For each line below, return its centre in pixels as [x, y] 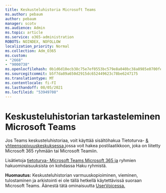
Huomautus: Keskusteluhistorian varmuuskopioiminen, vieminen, [72, 175]
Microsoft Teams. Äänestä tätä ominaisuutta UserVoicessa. [65, 186]
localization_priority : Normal [37, 46]
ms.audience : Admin [25, 28]
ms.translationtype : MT [30, 78]
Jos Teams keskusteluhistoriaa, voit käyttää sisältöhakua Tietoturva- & [77, 140]
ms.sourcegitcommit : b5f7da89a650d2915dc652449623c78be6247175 [72, 74]
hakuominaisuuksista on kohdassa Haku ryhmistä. [56, 166]
